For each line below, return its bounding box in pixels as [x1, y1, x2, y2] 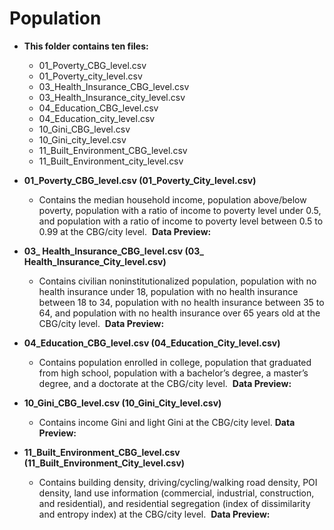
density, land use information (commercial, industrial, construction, [38, 487, 315, 499]
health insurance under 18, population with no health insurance [38, 285, 299, 297]
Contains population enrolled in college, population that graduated [38, 356, 312, 368]
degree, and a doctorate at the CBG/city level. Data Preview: [38, 377, 292, 389]
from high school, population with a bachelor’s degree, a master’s [38, 367, 309, 379]
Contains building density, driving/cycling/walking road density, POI [38, 476, 318, 488]
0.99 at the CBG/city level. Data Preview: [38, 225, 212, 237]
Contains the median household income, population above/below [38, 193, 307, 206]
